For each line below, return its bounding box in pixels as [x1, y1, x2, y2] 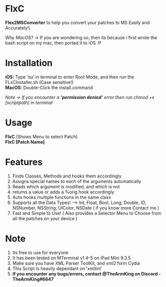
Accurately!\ [5, 24, 31, 30]
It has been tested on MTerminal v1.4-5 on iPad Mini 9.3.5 [12, 254, 131, 260]
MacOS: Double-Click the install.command [5, 84, 93, 90]
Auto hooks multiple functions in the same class [12, 194, 111, 200]
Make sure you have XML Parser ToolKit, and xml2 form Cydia [12, 260, 140, 266]
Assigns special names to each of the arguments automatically [12, 178, 142, 184]
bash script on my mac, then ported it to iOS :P [5, 39, 101, 45]
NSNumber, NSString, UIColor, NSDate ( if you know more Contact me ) [12, 204, 160, 210]
